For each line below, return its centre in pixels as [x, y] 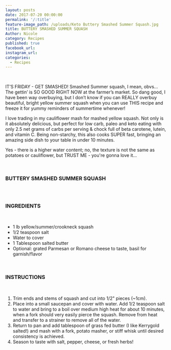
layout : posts [20, 10]
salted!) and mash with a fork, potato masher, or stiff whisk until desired [88, 331]
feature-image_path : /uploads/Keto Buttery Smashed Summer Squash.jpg [82, 24]
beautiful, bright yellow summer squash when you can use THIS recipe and [84, 103]
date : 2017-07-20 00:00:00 [34, 15]
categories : [18, 57]
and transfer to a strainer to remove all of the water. [67, 320]
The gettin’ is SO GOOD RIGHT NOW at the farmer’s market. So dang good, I [86, 92]
